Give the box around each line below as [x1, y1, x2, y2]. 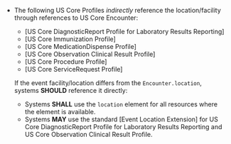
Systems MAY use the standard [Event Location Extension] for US [24, 115, 218, 123]
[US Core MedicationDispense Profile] [24, 43, 137, 50]
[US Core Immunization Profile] [24, 35, 116, 43]
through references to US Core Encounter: [14, 13, 139, 22]
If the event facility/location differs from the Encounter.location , [14, 79, 203, 87]
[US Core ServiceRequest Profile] [24, 65, 123, 73]
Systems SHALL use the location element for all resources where [24, 100, 218, 109]
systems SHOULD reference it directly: [14, 87, 128, 94]
